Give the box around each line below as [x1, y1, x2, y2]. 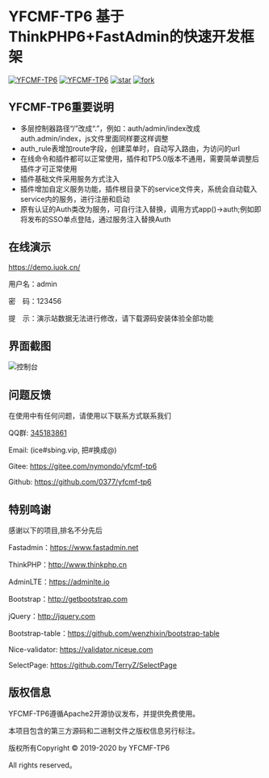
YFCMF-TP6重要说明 [8, 100, 115, 114]
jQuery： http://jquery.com [8, 612, 95, 620]
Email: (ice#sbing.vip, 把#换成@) [8, 445, 117, 455]
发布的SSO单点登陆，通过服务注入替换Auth [27, 214, 171, 224]
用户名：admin [8, 279, 58, 288]
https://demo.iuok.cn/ [8, 262, 81, 271]
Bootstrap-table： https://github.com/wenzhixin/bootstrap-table [8, 629, 221, 638]
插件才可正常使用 [19, 163, 78, 174]
